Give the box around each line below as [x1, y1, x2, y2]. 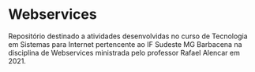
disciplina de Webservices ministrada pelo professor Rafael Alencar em [8, 48, 241, 57]
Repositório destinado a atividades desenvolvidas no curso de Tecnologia [8, 31, 248, 41]
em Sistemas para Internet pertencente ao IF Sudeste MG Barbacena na [8, 39, 242, 49]
